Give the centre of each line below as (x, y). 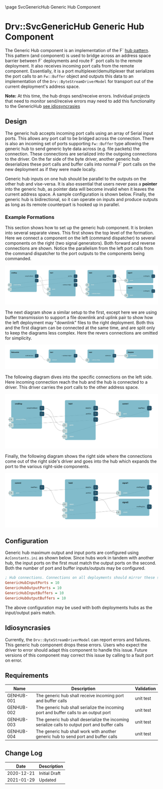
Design (16, 122)
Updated (48, 780)
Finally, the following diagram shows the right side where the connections (79, 456)
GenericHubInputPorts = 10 (32, 583)
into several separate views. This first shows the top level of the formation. (80, 233)
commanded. (18, 259)
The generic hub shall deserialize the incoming (82, 719)
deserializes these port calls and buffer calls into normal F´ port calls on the (81, 164)
